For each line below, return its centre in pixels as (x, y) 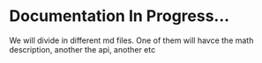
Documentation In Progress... (120, 16)
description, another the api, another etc (82, 49)
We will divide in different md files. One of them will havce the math (131, 40)
